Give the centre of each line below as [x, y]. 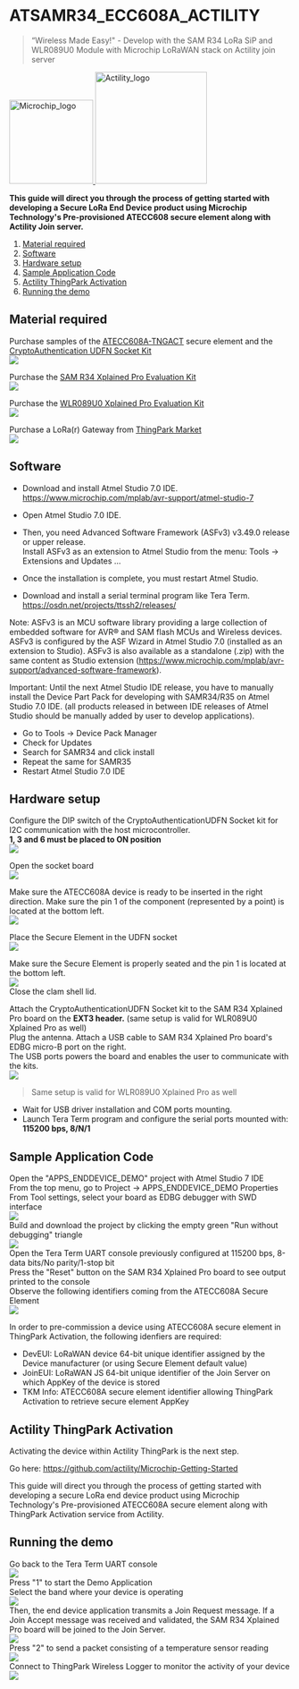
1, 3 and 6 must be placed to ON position [85, 840]
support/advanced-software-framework [83, 670]
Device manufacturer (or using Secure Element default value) [135, 1363]
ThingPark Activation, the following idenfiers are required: [116, 1337]
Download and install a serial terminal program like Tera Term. [136, 595]
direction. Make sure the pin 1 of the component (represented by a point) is [147, 902]
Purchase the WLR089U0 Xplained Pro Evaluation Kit [107, 403]
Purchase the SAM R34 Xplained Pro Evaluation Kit [103, 377]
